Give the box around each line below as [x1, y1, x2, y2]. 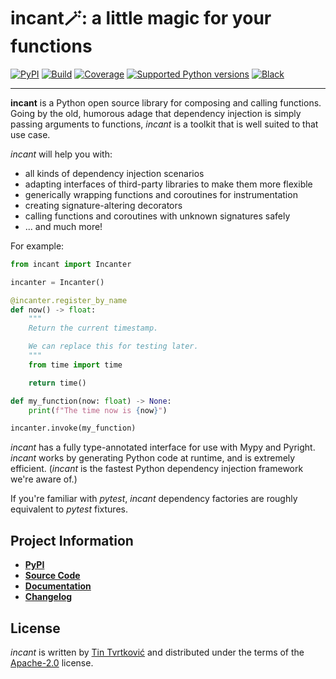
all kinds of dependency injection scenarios [24, 167, 205, 179]
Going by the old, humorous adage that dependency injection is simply [10, 107, 302, 119]
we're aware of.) [10, 473, 78, 485]
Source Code [24, 570, 81, 582]
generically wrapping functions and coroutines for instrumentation [24, 188, 298, 200]
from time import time [28, 360, 123, 370]
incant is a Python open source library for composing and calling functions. [10, 96, 322, 109]
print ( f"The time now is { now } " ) [28, 405, 168, 415]
